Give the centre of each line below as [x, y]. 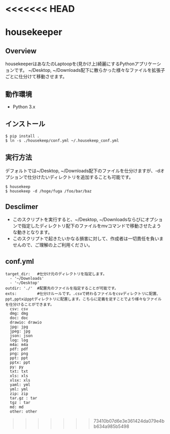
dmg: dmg [19, 314]
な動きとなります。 [32, 232]
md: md [17, 407]
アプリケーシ [148, 64]
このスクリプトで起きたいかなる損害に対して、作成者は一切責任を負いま [88, 239]
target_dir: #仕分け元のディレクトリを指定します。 [56, 274]
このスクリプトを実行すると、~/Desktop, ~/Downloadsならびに [79, 220]
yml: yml [19, 389]
